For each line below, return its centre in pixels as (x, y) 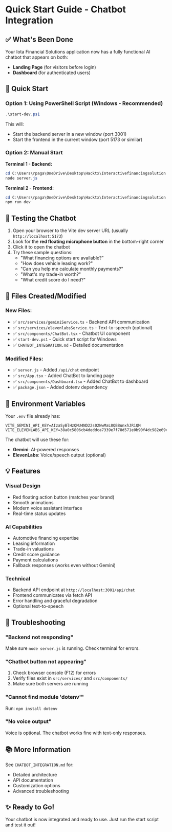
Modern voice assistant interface (48, 508)
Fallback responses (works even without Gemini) (64, 565)
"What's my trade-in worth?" (51, 274)
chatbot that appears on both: (37, 57)
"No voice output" (29, 721)
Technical (18, 578)
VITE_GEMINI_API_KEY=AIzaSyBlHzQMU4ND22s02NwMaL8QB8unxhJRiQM (73, 426)
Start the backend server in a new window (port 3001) (70, 134)
